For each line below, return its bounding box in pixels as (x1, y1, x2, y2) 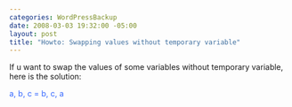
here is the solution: (9, 72, 82, 82)
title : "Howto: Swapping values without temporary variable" (9, 37, 241, 47)
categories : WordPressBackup (9, 12, 118, 22)
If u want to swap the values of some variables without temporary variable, (9, 62, 284, 73)
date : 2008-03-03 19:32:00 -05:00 (9, 21, 138, 30)
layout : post (9, 29, 58, 38)
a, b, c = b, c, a (9, 88, 64, 99)
